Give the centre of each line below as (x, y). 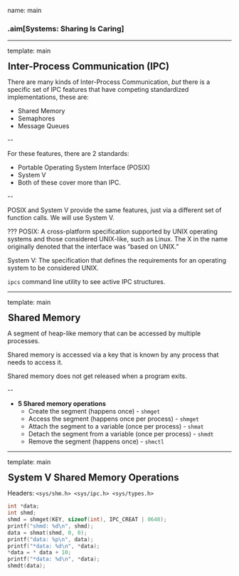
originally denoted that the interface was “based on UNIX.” (93, 247)
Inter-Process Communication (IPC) (89, 67)
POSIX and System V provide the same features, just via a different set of (115, 210)
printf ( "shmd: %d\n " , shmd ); (51, 526)
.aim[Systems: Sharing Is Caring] (66, 28)
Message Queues (43, 126)
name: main (25, 10)
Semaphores (36, 119)
